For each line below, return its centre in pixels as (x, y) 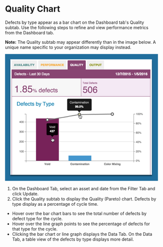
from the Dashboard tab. (30, 33)
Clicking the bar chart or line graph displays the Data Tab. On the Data (82, 234)
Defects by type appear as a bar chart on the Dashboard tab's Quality (75, 22)
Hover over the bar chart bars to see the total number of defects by (79, 214)
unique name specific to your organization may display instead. (68, 47)
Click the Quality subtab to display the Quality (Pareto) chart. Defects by (84, 199)
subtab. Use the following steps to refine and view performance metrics (77, 27)
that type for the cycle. (35, 229)
